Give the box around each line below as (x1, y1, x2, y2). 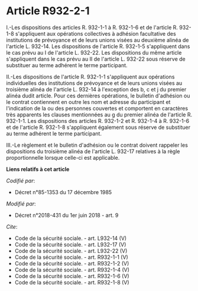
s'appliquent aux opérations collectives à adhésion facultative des (15, 30, 176, 37)
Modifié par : (6, 200, 37, 207)
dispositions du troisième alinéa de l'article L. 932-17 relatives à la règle (6, 147, 180, 155)
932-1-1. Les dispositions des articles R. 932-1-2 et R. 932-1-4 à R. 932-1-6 (6, 117, 190, 124)
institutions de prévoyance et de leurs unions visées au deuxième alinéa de (6, 36, 189, 43)
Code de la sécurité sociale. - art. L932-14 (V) (14, 235, 127, 242)
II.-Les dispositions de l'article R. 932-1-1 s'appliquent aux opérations (6, 73, 175, 80)
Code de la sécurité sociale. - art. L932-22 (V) (14, 247, 128, 254)
